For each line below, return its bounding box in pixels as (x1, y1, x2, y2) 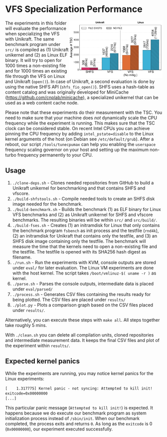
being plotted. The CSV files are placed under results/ (12, 296, 126, 302)
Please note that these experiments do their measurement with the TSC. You (5, 109, 163, 115)
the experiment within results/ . (5, 342, 70, 348)
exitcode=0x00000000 (5, 391, 48, 396)
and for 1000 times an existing (5, 67, 67, 73)
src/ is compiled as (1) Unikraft (5, 46, 69, 52)
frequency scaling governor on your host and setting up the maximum (5, 146, 149, 152)
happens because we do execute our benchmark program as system (5, 410, 147, 416)
